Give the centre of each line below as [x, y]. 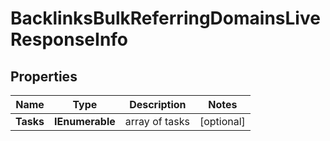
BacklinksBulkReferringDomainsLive [165, 18]
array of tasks [157, 121]
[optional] [222, 121]
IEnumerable [85, 121]
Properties [44, 76]
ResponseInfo [69, 39]
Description [158, 104]
